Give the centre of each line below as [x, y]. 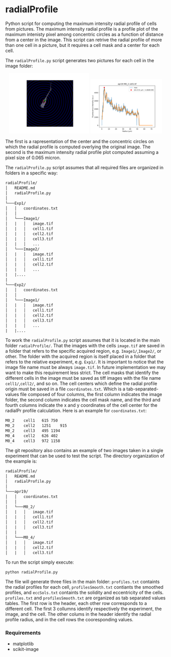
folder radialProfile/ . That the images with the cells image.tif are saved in [85, 346]
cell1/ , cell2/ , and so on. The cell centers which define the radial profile [81, 383]
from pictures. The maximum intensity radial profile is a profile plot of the [82, 29]
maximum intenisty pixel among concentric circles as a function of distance [84, 34]
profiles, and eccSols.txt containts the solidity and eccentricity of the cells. [84, 592]
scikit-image [26, 649]
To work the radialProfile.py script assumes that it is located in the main [83, 340]
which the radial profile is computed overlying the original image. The [78, 147]
